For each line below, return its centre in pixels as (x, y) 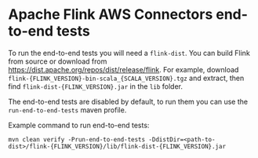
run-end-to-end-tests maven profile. (67, 110)
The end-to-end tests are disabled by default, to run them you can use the (128, 101)
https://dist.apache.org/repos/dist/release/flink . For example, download (124, 69)
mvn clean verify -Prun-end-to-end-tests (77, 139)
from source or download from (58, 61)
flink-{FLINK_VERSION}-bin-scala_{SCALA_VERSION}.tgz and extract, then (126, 78)
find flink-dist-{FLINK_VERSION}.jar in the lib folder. (95, 86)
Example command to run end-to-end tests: (79, 125)
